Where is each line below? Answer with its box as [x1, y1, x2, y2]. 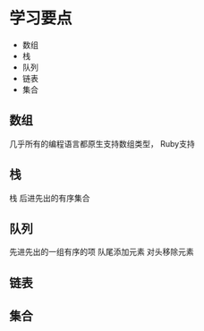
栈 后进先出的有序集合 [9, 192, 90, 203]
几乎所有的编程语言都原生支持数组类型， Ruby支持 [9, 138, 195, 149]
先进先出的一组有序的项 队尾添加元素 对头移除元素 [9, 247, 194, 258]
